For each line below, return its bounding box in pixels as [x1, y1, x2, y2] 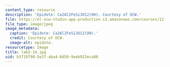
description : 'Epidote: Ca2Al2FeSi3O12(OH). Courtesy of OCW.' [5, 12, 142, 17]
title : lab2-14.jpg [5, 49, 47, 54]
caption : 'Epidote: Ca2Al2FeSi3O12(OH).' [10, 31, 99, 36]
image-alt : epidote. [10, 40, 53, 45]
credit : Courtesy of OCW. [10, 36, 65, 41]
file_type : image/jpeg [5, 21, 53, 27]
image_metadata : [5, 26, 39, 31]
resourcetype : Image [5, 45, 49, 50]
